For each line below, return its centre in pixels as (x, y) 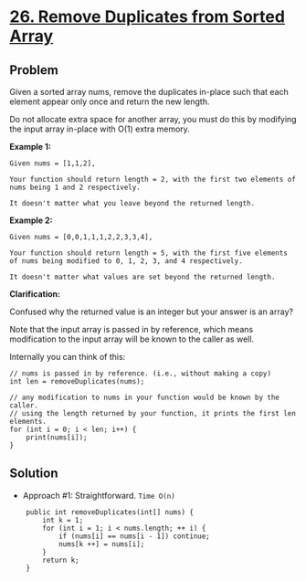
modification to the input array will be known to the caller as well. (132, 339)
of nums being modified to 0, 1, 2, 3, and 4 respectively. (127, 261)
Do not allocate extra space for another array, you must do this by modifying (153, 119)
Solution (34, 474)
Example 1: (31, 147)
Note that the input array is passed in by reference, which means (132, 329)
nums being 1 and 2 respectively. (75, 187)
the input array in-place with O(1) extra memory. (100, 129)
